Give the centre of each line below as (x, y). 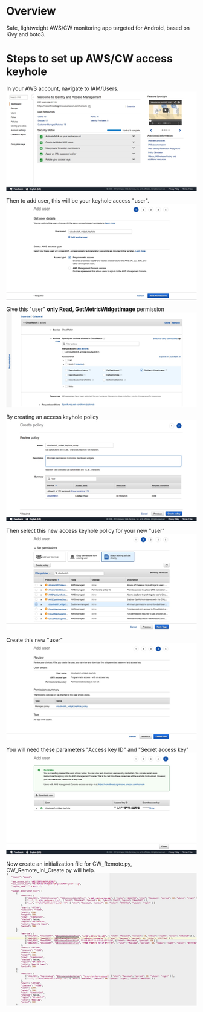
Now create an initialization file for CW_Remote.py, (69, 864)
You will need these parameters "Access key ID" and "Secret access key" (98, 750)
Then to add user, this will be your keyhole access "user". (78, 201)
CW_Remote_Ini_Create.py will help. (51, 870)
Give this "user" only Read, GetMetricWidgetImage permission (85, 309)
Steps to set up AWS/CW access (90, 59)
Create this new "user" (35, 640)
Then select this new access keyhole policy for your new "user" (85, 530)
